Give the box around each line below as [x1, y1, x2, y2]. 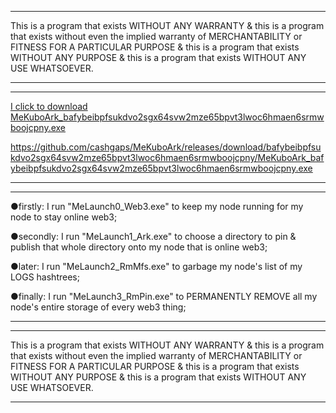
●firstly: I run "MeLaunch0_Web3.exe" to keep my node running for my [10, 201, 304, 212]
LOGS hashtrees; [10, 271, 80, 283]
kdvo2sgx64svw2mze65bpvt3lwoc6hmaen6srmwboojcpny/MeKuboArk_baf [10, 152, 325, 163]
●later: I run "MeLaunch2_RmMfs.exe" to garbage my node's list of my [10, 261, 303, 272]
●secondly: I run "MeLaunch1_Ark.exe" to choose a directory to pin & [10, 231, 297, 242]
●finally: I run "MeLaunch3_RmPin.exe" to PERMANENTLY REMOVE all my [10, 291, 318, 302]
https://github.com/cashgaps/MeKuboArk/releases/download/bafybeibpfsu [10, 141, 322, 153]
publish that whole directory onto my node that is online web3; [10, 241, 268, 253]
